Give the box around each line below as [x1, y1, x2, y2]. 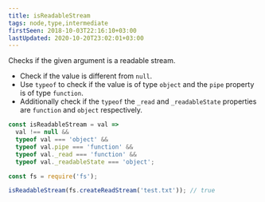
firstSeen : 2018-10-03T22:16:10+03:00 [8, 26, 137, 34]
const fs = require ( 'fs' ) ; [8, 172, 98, 180]
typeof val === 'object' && [15, 136, 109, 144]
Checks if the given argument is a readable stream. [8, 56, 176, 65]
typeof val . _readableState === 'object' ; [15, 157, 155, 166]
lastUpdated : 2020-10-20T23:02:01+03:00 [8, 34, 145, 42]
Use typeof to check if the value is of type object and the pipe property [19, 80, 255, 89]
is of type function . [19, 89, 84, 98]
